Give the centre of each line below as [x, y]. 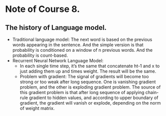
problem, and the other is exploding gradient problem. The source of [90, 87]
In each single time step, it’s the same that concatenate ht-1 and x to [90, 66]
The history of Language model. [56, 28]
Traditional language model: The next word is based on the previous [82, 39]
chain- [152, 92]
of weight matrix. [37, 108]
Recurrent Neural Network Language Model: [58, 60]
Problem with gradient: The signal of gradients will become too [84, 76]
